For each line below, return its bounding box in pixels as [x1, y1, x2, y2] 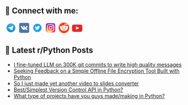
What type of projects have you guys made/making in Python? [13, 92, 165, 99]
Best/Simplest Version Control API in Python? [13, 86, 124, 93]
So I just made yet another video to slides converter [13, 80, 139, 87]
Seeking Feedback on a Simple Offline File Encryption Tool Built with [13, 67, 180, 74]
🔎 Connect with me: [5, 6, 78, 16]
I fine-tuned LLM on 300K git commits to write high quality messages [13, 61, 182, 68]
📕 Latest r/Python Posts [5, 45, 94, 55]
